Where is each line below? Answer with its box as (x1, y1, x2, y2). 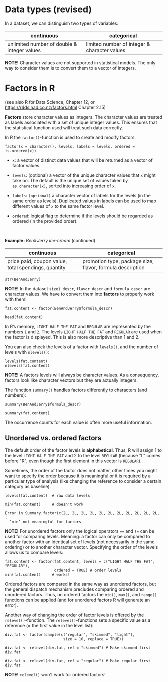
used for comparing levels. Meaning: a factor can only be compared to (5, 533, 150, 539)
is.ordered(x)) (5, 148, 37, 153)
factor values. (12, 162, 41, 168)
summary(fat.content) (5, 410, 50, 416)
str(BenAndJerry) (5, 277, 41, 282)
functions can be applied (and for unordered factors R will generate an (5, 597, 150, 603)
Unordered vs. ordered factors (5, 434, 102, 442)
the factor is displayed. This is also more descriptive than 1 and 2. (5, 334, 140, 340)
